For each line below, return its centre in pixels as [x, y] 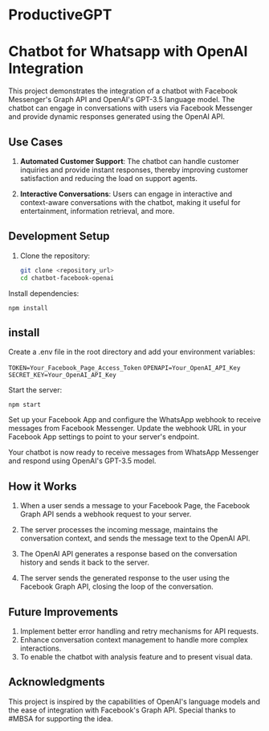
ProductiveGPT [60, 15]
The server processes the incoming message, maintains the [119, 530]
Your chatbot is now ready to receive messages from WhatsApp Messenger [134, 453]
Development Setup [59, 236]
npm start [25, 405]
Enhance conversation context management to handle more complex [134, 639]
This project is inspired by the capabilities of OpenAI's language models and [134, 701]
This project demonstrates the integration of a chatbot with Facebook [123, 91]
